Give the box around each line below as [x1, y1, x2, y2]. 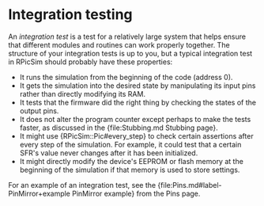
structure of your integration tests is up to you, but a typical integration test [8, 48, 253, 58]
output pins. [19, 105, 59, 116]
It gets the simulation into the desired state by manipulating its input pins [19, 81, 256, 90]
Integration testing [8, 6, 133, 24]
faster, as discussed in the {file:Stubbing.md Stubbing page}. [19, 123, 219, 132]
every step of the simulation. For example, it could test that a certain [19, 139, 242, 149]
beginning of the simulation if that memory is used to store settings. [19, 165, 240, 174]
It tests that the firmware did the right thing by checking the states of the [19, 97, 257, 107]
